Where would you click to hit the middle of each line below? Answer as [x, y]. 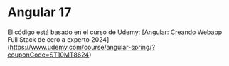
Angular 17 [39, 12]
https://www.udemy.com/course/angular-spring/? [82, 47]
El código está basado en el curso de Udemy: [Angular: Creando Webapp [115, 32]
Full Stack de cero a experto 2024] [58, 39]
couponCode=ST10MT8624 [48, 55]
